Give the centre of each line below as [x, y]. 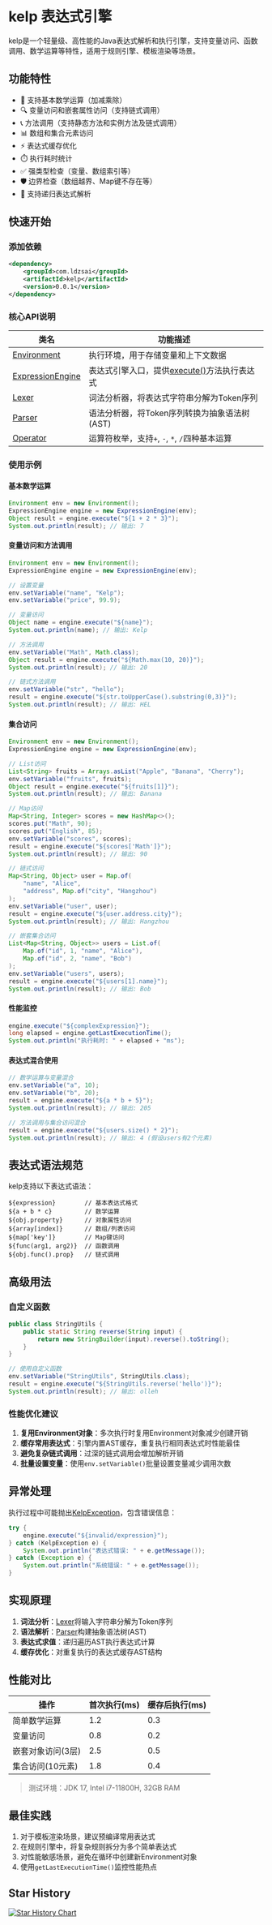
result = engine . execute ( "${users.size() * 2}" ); [94, 1130]
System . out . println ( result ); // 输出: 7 [76, 526]
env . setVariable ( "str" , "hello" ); [67, 690]
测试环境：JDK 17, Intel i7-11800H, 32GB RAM [104, 1787]
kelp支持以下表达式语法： [51, 1186]
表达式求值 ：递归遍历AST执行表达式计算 [87, 1641]
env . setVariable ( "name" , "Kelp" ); [67, 593]
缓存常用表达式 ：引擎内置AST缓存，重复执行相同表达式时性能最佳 [130, 1443]
